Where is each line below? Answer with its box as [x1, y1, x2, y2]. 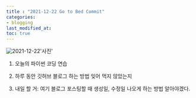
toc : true [6, 31, 31, 37]
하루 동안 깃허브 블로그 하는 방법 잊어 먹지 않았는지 [14, 73, 132, 80]
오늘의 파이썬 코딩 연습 [14, 60, 68, 67]
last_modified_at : [6, 25, 52, 31]
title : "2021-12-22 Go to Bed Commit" [6, 8, 105, 15]
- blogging [6, 19, 33, 25]
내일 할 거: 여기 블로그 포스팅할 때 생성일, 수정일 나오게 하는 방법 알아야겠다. [14, 85, 191, 92]
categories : [6, 14, 36, 20]
